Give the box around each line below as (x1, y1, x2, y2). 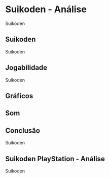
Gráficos (5, 92, 33, 100)
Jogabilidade (5, 64, 48, 72)
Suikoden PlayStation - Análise (5, 154, 105, 163)
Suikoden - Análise (5, 4, 87, 15)
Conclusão (5, 126, 41, 135)
